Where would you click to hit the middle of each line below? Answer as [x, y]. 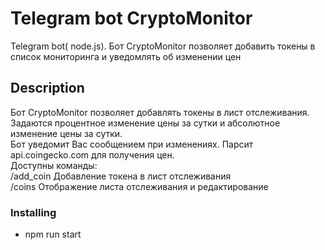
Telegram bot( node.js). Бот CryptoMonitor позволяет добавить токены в [163, 46]
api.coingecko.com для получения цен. [92, 154]
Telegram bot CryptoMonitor [131, 18]
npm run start [53, 234]
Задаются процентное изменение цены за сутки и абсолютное [145, 123]
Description [47, 88]
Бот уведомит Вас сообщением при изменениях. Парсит [132, 144]
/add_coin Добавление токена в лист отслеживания [121, 176]
